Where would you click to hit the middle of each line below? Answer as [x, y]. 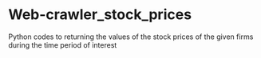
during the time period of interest [63, 44]
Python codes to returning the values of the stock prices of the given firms [131, 37]
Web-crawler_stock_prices [100, 15]
